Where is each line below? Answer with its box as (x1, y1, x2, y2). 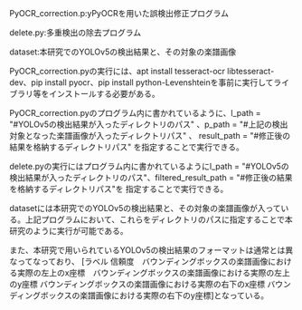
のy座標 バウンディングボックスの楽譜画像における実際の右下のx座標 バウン (9, 279, 291, 289)
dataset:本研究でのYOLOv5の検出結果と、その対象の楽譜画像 (9, 46, 237, 57)
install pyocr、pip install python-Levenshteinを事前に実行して (44, 77, 274, 88)
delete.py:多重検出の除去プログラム (9, 27, 142, 38)
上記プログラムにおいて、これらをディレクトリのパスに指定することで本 (24, 214, 294, 225)
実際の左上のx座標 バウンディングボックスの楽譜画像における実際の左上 (16, 267, 291, 278)
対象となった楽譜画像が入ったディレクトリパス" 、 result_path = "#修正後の (9, 131, 291, 140)
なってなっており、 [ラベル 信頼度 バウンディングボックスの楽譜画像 (9, 257, 269, 266)
